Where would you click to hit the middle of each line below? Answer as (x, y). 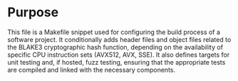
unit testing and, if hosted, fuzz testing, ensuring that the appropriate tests (117, 62)
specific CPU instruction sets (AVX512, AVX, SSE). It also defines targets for (119, 55)
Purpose (33, 12)
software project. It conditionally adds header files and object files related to (119, 39)
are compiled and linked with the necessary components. (92, 70)
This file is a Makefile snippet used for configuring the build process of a (114, 32)
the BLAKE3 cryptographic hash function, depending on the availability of (115, 47)
